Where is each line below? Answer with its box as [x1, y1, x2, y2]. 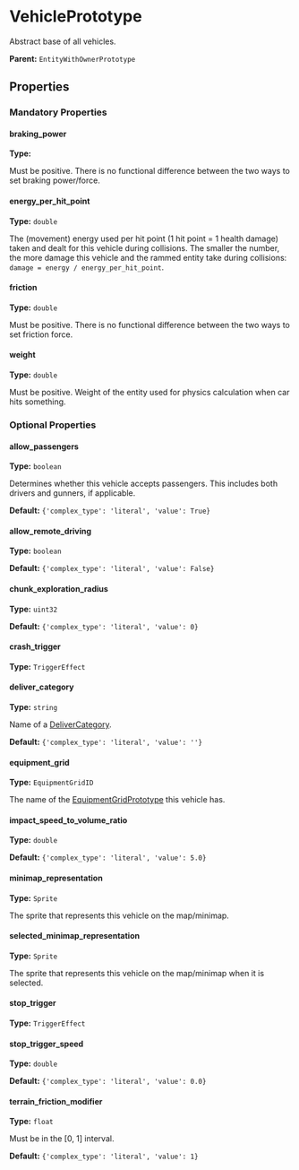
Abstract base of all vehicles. [9, 36, 116, 47]
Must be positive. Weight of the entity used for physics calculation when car [9, 387, 290, 398]
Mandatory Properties [9, 106, 107, 118]
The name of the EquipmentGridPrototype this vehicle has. [9, 794, 226, 805]
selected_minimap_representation [9, 931, 141, 941]
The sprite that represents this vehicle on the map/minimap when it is [9, 967, 265, 978]
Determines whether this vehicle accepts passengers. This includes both [9, 478, 278, 490]
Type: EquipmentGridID [9, 777, 94, 788]
